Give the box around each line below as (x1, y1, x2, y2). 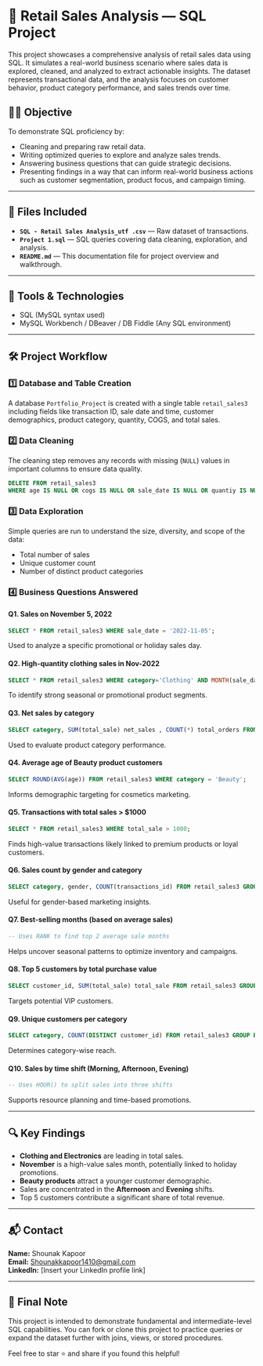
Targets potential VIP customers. (8, 996, 113, 1005)
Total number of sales (19, 550, 90, 559)
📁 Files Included (8, 206, 88, 219)
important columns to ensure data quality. (8, 464, 142, 474)
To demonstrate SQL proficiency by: (8, 126, 125, 136)
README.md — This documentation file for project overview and (19, 251, 219, 260)
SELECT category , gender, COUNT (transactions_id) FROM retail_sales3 (8, 883, 240, 891)
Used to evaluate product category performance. (8, 740, 167, 749)
